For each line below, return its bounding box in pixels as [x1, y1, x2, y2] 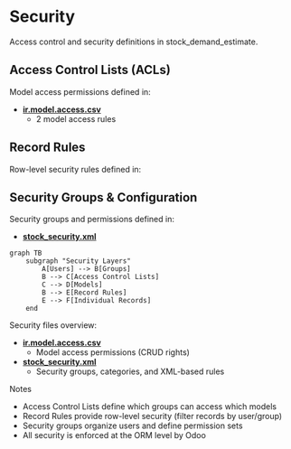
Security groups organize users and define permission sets [22, 420, 243, 431]
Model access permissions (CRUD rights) [35, 347, 190, 358]
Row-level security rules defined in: [9, 164, 142, 174]
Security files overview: [9, 320, 98, 331]
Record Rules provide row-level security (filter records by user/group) [22, 411, 283, 422]
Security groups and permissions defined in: [9, 214, 174, 225]
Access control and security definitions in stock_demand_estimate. [9, 36, 258, 47]
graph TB [9, 248, 42, 258]
